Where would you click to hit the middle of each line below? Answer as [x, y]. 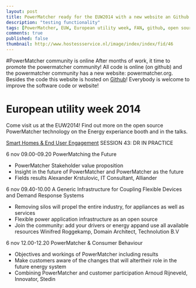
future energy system [40, 266]
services [25, 213]
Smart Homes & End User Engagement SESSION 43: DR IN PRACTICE [90, 143]
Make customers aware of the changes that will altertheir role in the [96, 260]
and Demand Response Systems [45, 195]
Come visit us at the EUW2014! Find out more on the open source [85, 125]
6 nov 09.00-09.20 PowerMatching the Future [61, 154]
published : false [27, 39]
